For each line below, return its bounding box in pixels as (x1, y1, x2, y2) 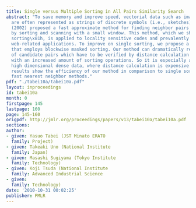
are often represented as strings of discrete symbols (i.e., (11, 19, 166, 25)
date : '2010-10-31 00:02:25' (6, 187, 77, 193)
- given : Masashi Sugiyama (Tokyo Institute (6, 155, 116, 161)
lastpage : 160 (6, 106, 41, 112)
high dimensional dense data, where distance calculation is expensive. (11, 62, 192, 69)
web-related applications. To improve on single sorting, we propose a (11, 41, 190, 47)
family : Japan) (11, 149, 48, 155)
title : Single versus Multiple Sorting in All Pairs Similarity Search (6, 8, 184, 15)
